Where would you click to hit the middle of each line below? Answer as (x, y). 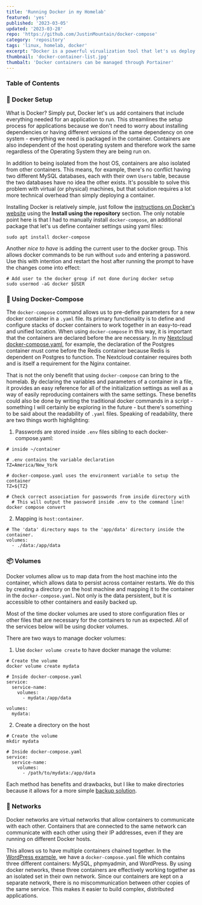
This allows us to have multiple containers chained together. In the (88, 850)
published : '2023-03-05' (37, 23)
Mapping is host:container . (49, 519)
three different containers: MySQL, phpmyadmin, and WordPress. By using (99, 863)
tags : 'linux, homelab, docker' (47, 46)
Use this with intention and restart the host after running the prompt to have (100, 261)
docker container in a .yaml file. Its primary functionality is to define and (96, 319)
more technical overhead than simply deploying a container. (80, 195)
